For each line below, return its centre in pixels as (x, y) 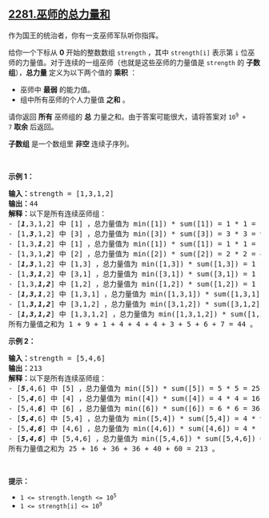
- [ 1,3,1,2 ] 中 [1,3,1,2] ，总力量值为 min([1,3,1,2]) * (117, 314)
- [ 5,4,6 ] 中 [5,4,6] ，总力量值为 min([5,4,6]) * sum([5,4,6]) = (137, 438)
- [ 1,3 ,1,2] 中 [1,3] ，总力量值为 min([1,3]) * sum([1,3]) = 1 (132, 264)
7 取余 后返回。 (33, 126)
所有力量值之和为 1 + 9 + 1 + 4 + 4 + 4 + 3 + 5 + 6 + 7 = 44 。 (133, 324)
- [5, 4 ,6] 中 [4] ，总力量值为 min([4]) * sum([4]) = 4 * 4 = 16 (134, 398)
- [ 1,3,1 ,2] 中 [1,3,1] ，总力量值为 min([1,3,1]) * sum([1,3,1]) (137, 294)
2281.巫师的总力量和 (59, 14)
